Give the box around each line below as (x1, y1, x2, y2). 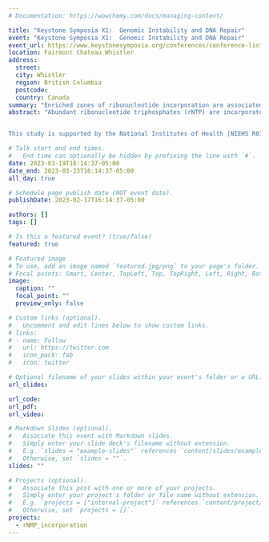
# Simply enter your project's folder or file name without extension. (8, 491, 260, 499)
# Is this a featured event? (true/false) (8, 233, 152, 241)
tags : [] (8, 218, 38, 226)
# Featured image (8, 255, 66, 263)
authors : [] (8, 210, 48, 219)
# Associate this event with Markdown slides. (8, 432, 174, 440)
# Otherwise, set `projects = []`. (8, 507, 134, 515)
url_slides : (8, 381, 48, 389)
